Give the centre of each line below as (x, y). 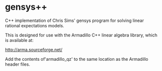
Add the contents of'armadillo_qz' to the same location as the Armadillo (77, 59)
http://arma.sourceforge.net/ (34, 50)
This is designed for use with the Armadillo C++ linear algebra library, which (81, 35)
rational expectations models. (35, 25)
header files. (18, 64)
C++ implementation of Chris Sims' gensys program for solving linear (75, 20)
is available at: (19, 40)
